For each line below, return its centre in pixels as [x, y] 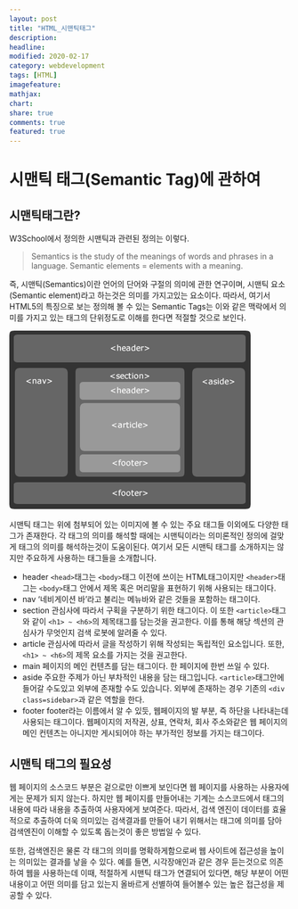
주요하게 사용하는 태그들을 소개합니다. [91, 558]
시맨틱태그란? [45, 215]
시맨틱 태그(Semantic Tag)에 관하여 [135, 180]
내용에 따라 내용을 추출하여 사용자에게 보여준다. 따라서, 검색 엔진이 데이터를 [140, 809]
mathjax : [25, 94]
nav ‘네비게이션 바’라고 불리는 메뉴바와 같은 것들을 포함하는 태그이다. [141, 599]
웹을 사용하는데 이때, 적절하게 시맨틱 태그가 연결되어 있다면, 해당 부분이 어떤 [157, 872]
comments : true [37, 122]
